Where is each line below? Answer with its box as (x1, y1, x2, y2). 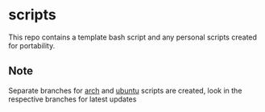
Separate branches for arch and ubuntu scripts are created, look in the (8, 85, 242, 95)
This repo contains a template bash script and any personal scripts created (8, 32, 258, 42)
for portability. (8, 40, 56, 50)
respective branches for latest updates (8, 94, 137, 104)
